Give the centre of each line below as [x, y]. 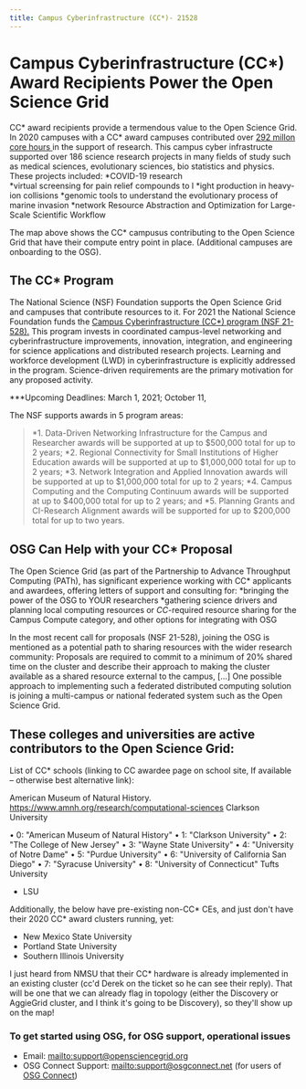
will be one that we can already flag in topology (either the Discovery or [144, 993]
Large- [283, 205]
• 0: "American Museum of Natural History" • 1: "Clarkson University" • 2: [148, 835]
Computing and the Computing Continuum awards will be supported [160, 492]
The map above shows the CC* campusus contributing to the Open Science [152, 232]
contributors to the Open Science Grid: [122, 749]
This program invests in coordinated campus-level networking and [156, 332]
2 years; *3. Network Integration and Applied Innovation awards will [159, 472]
